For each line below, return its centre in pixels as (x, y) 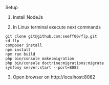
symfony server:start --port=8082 (42, 68)
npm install (18, 50)
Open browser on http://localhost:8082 (54, 77)
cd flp (12, 41)
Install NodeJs (28, 17)
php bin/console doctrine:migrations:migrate (54, 63)
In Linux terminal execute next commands (57, 27)
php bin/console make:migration (40, 59)
